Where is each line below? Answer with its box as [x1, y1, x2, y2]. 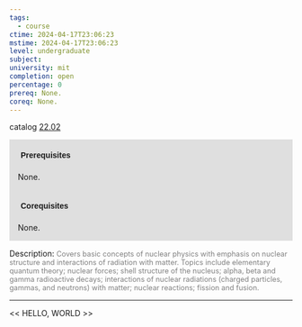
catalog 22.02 [9, 122, 61, 132]
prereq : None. [9, 88, 63, 97]
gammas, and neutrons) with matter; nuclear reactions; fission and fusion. [9, 283, 260, 293]
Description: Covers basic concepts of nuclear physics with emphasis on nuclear [9, 249, 288, 259]
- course [17, 22, 50, 31]
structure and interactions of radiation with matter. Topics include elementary [9, 258, 271, 268]
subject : [9, 55, 42, 64]
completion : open [9, 72, 75, 81]
